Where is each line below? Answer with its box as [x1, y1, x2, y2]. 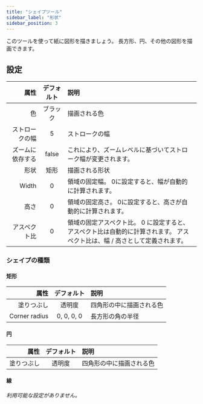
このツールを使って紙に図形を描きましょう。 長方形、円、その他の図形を [6, 38, 187, 45]
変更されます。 [91, 155, 134, 164]
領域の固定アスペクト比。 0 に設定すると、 [67, 219, 189, 227]
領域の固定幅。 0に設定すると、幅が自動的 [67, 177, 188, 186]
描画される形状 [67, 166, 111, 174]
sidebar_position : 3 [6, 20, 59, 26]
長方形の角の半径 [90, 313, 140, 321]
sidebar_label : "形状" [6, 15, 62, 21]
